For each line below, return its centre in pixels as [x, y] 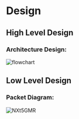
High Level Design [40, 33]
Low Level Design [39, 81]
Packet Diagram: [30, 97]
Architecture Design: [37, 49]
